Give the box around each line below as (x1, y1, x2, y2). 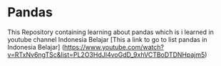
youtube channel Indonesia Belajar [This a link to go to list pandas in (7, 35, 208, 43)
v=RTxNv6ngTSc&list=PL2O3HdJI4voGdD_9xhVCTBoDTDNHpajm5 (7, 50, 205, 59)
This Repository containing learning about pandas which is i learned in (7, 28, 214, 36)
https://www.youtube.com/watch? (63, 43, 164, 51)
